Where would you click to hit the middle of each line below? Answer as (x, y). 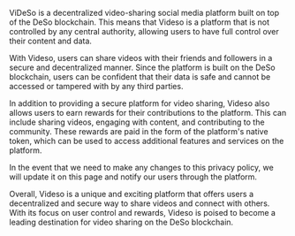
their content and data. (51, 41)
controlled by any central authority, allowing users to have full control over (144, 31)
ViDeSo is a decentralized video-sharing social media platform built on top (144, 13)
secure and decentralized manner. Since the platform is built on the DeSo (142, 67)
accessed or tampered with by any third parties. (96, 86)
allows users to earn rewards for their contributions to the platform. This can (148, 113)
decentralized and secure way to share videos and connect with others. (140, 203)
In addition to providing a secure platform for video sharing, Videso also (140, 103)
